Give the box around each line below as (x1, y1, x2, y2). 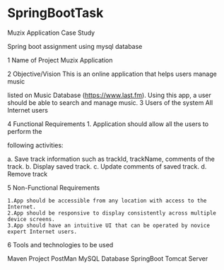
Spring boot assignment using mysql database (7, 42, 143, 50)
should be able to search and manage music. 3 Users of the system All (7, 98, 213, 107)
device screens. (7, 215, 55, 223)
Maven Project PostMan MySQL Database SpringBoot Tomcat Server (7, 254, 208, 263)
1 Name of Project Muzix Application (7, 55, 113, 64)
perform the (7, 127, 42, 135)
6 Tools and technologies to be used (7, 240, 114, 249)
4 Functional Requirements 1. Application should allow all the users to (7, 119, 209, 128)
